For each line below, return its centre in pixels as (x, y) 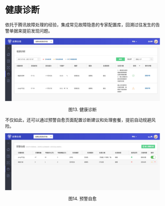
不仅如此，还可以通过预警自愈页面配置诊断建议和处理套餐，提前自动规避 (78, 120)
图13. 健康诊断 (82, 109)
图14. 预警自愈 (82, 198)
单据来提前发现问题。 (31, 30)
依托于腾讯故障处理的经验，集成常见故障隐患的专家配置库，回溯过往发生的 (80, 25)
